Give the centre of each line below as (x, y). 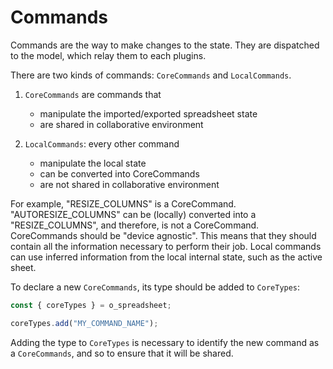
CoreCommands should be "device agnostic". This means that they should (163, 235)
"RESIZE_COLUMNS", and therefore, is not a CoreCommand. (135, 225)
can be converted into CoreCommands (119, 173)
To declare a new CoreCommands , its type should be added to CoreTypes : (155, 287)
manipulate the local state (93, 163)
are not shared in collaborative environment (129, 184)
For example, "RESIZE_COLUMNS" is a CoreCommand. (123, 203)
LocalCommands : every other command (102, 143)
